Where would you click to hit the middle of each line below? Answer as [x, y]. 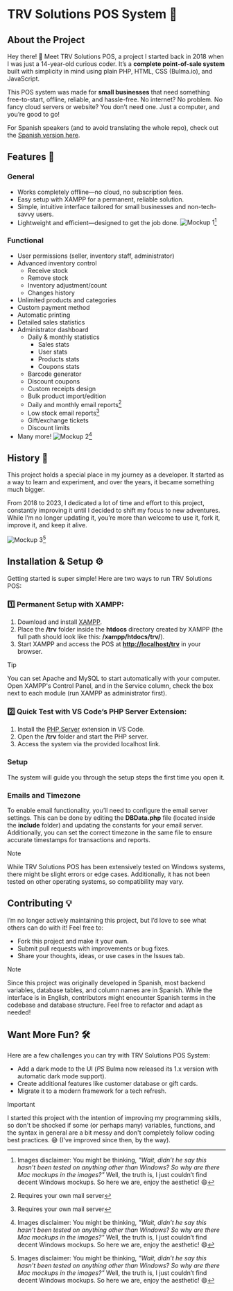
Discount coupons [54, 381]
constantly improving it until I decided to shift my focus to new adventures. [114, 511]
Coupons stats [59, 366]
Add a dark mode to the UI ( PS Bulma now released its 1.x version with [118, 1069]
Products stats [59, 359]
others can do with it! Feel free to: [55, 928]
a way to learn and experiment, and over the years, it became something [111, 482]
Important [21, 1104]
